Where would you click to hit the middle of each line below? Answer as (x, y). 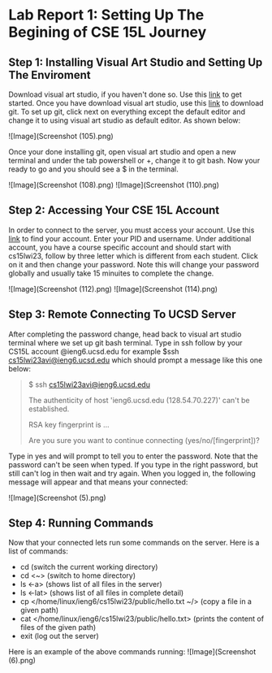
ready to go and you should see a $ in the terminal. (93, 169)
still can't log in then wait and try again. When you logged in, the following (132, 473)
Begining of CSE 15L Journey (108, 32)
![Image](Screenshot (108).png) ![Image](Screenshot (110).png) (114, 185)
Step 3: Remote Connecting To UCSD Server (123, 315)
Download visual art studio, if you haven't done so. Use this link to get (125, 94)
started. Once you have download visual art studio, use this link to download (136, 103)
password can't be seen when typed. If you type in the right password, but (133, 464)
